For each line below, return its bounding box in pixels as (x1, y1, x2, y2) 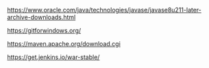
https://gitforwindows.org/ (7, 27, 82, 34)
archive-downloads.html (7, 13, 76, 21)
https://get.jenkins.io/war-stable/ (7, 53, 100, 61)
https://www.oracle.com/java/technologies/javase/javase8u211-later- (7, 6, 202, 14)
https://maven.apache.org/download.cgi (7, 40, 121, 47)
